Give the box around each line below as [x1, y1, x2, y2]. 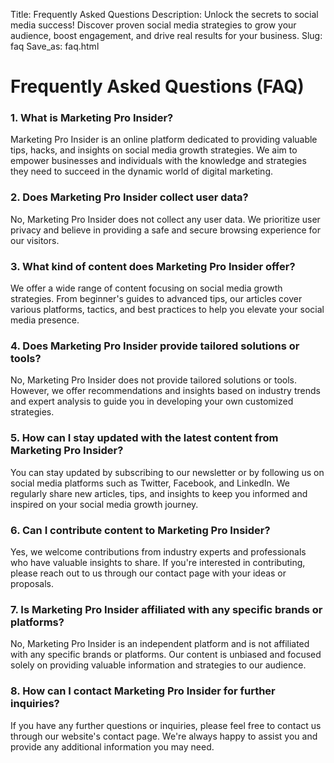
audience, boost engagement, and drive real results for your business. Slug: [10, 30, 323, 41]
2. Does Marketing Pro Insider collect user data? [10, 190, 249, 204]
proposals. [10, 577, 55, 589]
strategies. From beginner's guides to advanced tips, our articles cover [10, 293, 303, 305]
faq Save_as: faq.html [10, 40, 100, 52]
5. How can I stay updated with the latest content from [10, 431, 279, 445]
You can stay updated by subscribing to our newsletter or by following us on [10, 466, 325, 478]
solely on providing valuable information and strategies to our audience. [10, 659, 307, 671]
